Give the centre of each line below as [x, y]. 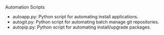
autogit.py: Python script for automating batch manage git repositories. [86, 22]
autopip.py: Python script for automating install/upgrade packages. [82, 27]
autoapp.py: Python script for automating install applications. [75, 17]
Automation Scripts [25, 7]
